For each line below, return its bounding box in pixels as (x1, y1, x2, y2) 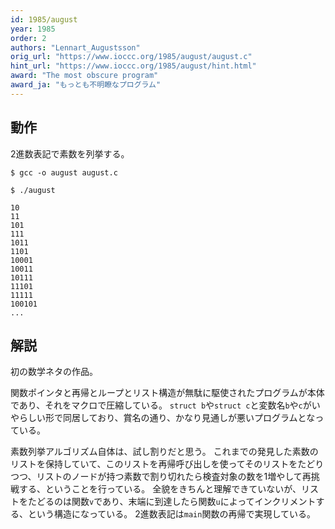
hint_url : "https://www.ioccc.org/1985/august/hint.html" (10, 61, 257, 71)
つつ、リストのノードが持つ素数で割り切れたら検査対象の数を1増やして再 (10, 471, 312, 483)
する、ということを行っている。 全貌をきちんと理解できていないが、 (18, 483, 302, 495)
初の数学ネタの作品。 (10, 366, 98, 378)
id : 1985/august (10, 14, 78, 25)
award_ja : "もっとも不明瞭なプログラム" (10, 80, 162, 90)
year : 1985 (10, 24, 56, 34)
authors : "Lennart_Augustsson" (10, 42, 141, 53)
